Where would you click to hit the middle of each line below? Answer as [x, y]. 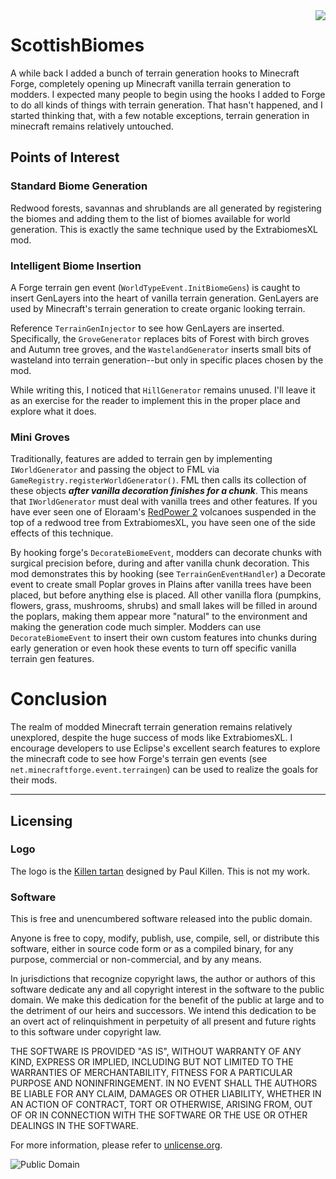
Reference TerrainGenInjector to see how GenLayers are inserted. [147, 328]
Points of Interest [65, 157]
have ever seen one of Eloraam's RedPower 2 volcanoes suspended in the [163, 512]
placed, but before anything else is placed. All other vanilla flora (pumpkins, [166, 595]
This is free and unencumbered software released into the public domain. [161, 919]
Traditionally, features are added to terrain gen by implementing [141, 459]
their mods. [34, 780]
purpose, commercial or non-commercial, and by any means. [136, 960]
